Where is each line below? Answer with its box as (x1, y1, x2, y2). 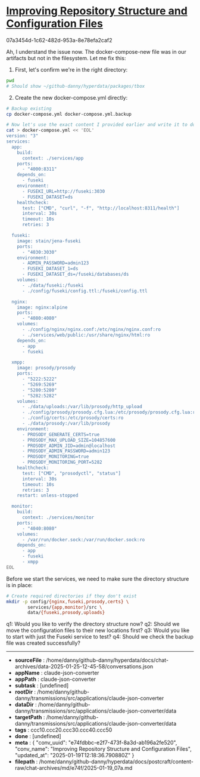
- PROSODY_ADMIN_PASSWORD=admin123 (21, 448, 111, 454)
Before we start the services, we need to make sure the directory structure (6, 575, 189, 582)
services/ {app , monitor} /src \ (27, 604, 102, 610)
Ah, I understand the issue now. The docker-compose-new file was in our (6, 48, 186, 55)
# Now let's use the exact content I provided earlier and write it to (6, 122, 187, 128)
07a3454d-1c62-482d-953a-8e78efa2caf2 (6, 36, 112, 44)
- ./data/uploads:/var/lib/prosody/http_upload (21, 404, 143, 410)
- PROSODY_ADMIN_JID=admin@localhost (21, 443, 116, 449)
